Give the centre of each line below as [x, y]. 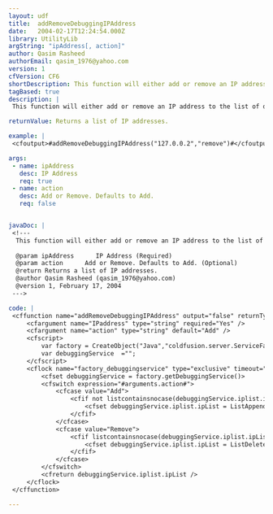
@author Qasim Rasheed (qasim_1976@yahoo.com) [96, 279]
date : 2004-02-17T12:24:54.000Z [67, 31]
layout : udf [28, 16]
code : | [22, 308]
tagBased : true [34, 91]
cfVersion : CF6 [34, 76]
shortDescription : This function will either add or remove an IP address [138, 84]
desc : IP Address [49, 173]
